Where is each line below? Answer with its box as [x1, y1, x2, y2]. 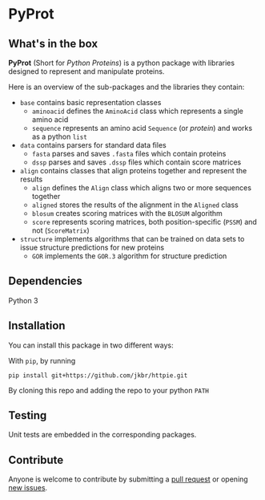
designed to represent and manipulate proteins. [8, 67, 165, 76]
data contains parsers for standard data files [19, 140, 167, 149]
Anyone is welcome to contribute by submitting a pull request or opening [8, 474, 248, 484]
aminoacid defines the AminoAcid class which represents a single [31, 106, 244, 116]
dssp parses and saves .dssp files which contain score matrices [31, 157, 242, 167]
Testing [8, 409, 47, 422]
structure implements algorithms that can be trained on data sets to [19, 234, 245, 243]
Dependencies [8, 274, 82, 288]
